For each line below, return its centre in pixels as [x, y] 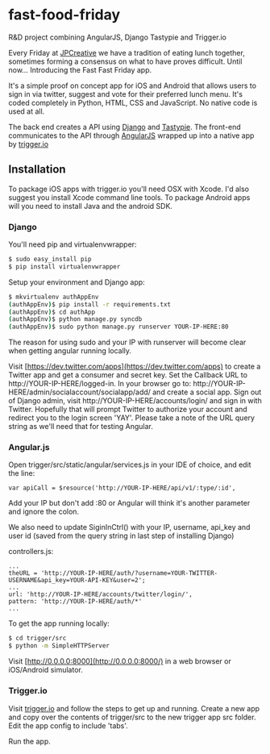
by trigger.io [29, 144]
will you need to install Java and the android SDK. [91, 206]
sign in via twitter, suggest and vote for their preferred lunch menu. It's [126, 94]
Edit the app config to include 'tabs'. [69, 725]
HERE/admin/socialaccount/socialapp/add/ [80, 392]
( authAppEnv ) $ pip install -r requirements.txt [90, 304]
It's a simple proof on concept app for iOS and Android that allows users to [132, 85]
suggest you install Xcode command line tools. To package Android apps [129, 197]
